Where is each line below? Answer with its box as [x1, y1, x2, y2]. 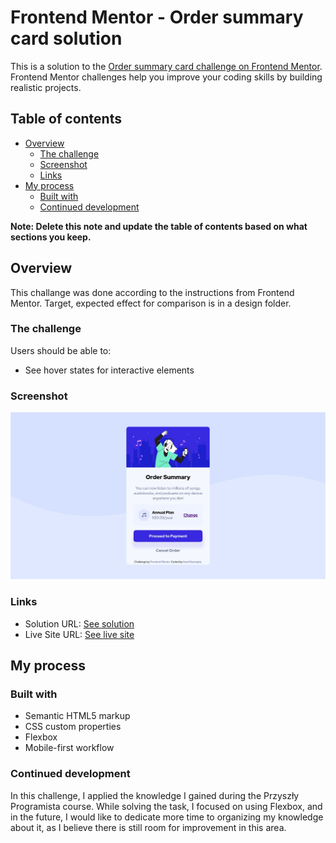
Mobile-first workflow [24, 742, 115, 754]
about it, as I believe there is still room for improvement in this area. [10, 821, 287, 833]
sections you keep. [10, 231, 92, 243]
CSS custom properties [24, 721, 122, 733]
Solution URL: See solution [24, 617, 135, 630]
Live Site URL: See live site [24, 628, 135, 640]
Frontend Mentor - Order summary [10, 6, 304, 29]
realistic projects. [10, 81, 82, 93]
